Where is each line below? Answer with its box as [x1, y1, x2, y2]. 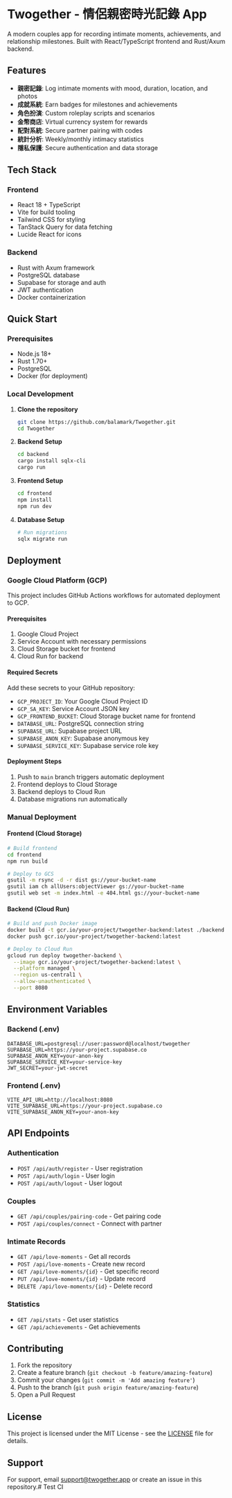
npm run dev [17, 503, 52, 510]
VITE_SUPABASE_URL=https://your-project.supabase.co [7, 1102, 163, 1109]
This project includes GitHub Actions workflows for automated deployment [7, 592, 220, 600]
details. [7, 1437, 28, 1445]
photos [17, 92, 38, 100]
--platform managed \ [13, 965, 76, 972]
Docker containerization [17, 293, 87, 301]
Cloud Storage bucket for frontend [17, 644, 116, 653]
